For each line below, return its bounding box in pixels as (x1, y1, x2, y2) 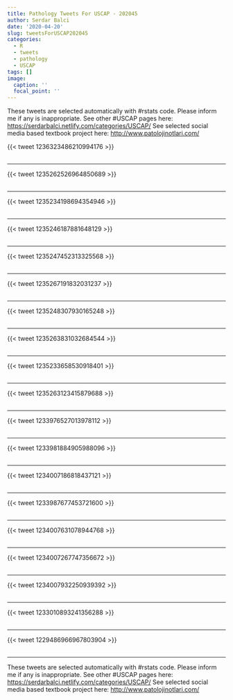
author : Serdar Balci (7, 17, 70, 24)
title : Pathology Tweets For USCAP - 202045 (7, 10, 138, 17)
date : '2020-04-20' (7, 23, 64, 30)
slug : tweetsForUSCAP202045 (7, 29, 89, 37)
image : (7, 74, 26, 82)
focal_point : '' (13, 88, 60, 95)
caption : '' (13, 81, 49, 88)
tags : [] (7, 68, 33, 75)
